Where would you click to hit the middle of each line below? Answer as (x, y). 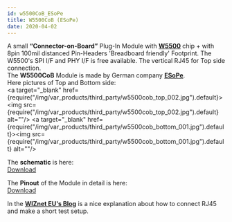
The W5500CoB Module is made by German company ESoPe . (96, 75)
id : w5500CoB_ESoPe (35, 13)
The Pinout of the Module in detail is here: (68, 183)
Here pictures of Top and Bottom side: (62, 83)
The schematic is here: (41, 163)
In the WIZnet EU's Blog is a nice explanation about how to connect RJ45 (112, 204)
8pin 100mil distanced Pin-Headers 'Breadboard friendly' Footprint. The (109, 53)
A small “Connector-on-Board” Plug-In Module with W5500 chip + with (111, 46)
